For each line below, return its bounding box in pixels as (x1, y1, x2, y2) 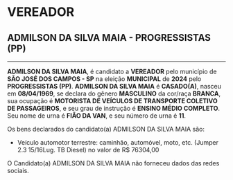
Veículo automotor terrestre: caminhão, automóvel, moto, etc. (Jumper (17, 138, 219, 146)
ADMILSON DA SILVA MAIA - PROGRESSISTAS (7, 32, 212, 44)
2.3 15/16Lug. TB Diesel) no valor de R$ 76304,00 (17, 146, 159, 154)
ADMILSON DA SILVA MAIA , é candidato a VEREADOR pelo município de (7, 67, 217, 75)
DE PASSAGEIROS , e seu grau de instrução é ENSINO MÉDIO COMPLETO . (7, 105, 221, 112)
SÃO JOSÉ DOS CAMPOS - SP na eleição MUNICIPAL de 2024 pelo (7, 75, 202, 83)
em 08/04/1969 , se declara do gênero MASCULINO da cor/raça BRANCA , (7, 89, 221, 98)
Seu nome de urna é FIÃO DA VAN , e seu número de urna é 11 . (7, 111, 186, 120)
